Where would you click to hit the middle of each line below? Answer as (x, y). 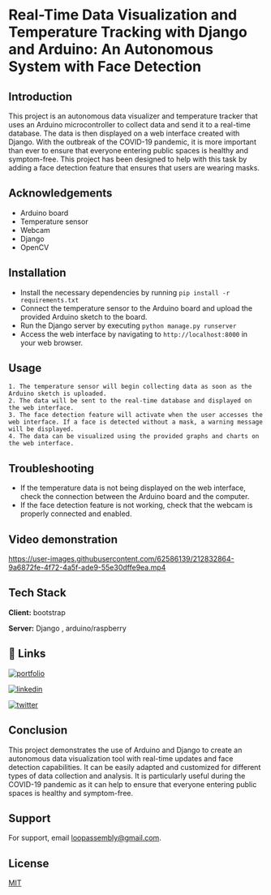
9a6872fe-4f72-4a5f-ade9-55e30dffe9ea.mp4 (87, 568)
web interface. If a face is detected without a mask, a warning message (136, 422)
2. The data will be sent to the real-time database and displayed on (130, 401)
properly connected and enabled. (76, 514)
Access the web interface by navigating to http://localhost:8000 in (134, 333)
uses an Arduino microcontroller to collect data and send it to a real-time (130, 125)
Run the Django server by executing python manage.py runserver (128, 325)
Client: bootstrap (37, 612)
